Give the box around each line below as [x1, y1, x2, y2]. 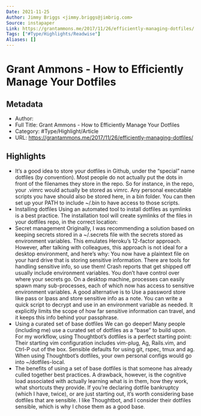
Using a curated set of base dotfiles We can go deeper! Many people [14, 320, 186, 327]
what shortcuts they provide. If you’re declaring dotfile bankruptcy [14, 384, 179, 391]
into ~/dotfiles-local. [14, 358, 65, 366]
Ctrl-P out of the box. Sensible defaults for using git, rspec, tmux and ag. [14, 345, 195, 352]
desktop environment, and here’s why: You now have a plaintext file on [14, 250, 190, 257]
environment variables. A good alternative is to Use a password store [14, 288, 186, 296]
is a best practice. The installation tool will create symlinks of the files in [14, 212, 193, 219]
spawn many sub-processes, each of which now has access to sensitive [14, 282, 194, 289]
